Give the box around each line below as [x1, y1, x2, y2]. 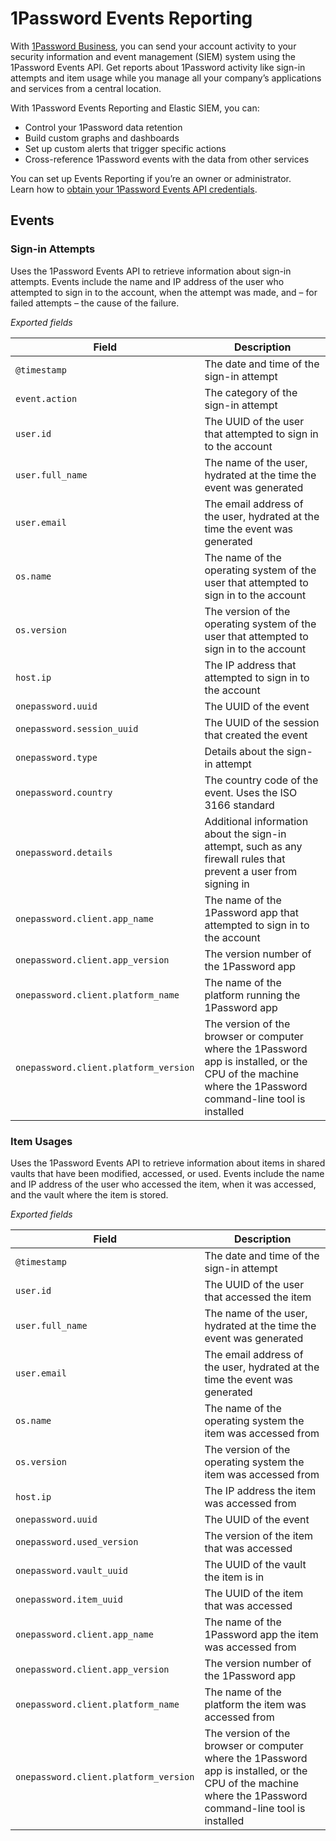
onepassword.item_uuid [15, 1593, 123, 1605]
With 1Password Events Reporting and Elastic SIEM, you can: [10, 102, 260, 114]
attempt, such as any [204, 839, 303, 853]
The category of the [204, 385, 298, 399]
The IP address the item [204, 1483, 317, 1497]
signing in [204, 877, 250, 891]
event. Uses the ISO [204, 785, 298, 799]
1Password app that [204, 905, 299, 919]
